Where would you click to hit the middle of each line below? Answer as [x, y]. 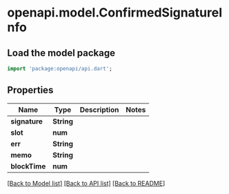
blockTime [28, 166]
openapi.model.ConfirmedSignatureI [115, 13]
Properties [30, 90]
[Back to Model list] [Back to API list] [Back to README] [86, 183]
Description [99, 110]
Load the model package [61, 53]
